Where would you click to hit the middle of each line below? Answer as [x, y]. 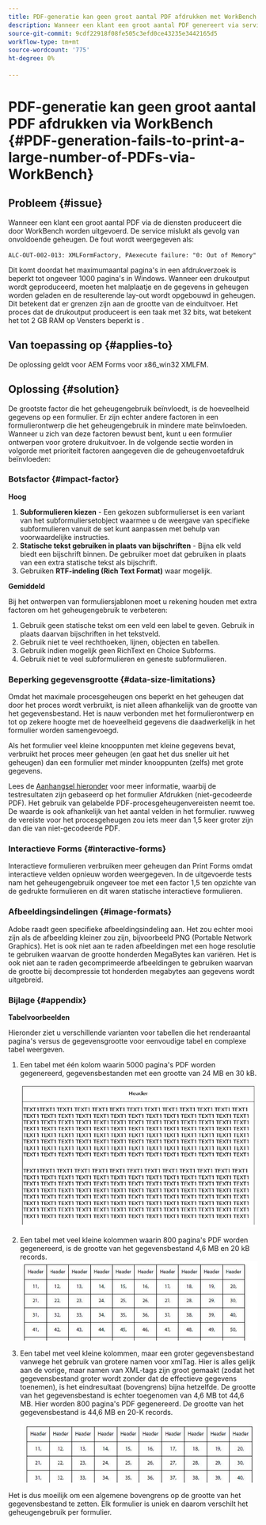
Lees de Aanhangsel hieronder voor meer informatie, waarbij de [112, 786]
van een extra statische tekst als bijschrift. [89, 562]
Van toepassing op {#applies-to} [91, 346]
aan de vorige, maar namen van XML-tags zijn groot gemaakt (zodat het [137, 1370]
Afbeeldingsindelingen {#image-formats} [90, 912]
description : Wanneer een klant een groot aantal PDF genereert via [123, 25]
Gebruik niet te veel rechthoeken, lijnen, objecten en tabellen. [120, 642]
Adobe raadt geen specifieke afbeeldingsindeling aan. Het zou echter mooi [131, 929]
